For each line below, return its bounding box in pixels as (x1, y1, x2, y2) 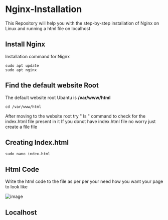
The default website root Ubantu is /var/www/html (5, 94, 111, 100)
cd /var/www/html (5, 104, 42, 109)
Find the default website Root (5, 81, 99, 90)
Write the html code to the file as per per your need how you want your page (5, 178, 163, 184)
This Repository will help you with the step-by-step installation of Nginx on (5, 20, 159, 26)
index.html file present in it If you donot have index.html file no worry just (5, 118, 156, 124)
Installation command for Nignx (5, 53, 70, 59)
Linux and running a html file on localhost (5, 25, 91, 31)
